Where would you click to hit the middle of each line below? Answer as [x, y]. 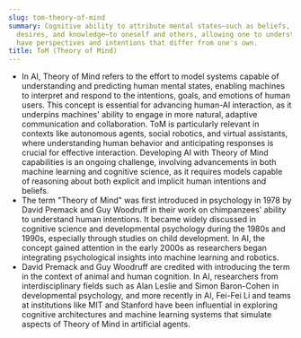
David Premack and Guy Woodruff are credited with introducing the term [156, 267]
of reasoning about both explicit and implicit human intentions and [144, 181]
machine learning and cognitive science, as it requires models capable [152, 172]
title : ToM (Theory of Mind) [63, 51]
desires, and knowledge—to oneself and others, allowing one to [139, 34]
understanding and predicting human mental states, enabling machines [153, 86]
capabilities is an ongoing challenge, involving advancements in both [149, 162]
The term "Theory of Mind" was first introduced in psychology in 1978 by [156, 200]
